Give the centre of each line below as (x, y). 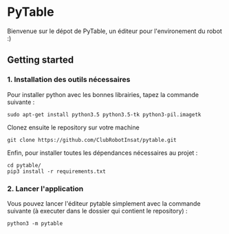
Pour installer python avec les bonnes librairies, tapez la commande (103, 94)
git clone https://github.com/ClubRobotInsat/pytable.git (92, 140)
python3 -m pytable (35, 223)
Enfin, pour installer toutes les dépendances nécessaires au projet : (102, 153)
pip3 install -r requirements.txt (57, 171)
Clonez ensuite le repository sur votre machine (73, 127)
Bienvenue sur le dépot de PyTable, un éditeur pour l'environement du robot (115, 31)
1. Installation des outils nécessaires (69, 80)
